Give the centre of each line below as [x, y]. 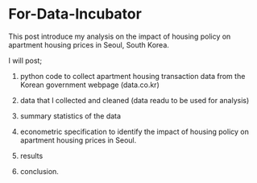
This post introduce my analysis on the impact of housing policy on [120, 36]
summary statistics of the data [70, 116]
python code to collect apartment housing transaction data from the [133, 76]
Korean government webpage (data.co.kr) [89, 85]
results [31, 156]
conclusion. [39, 171]
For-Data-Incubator [75, 14]
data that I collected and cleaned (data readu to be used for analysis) [135, 100]
